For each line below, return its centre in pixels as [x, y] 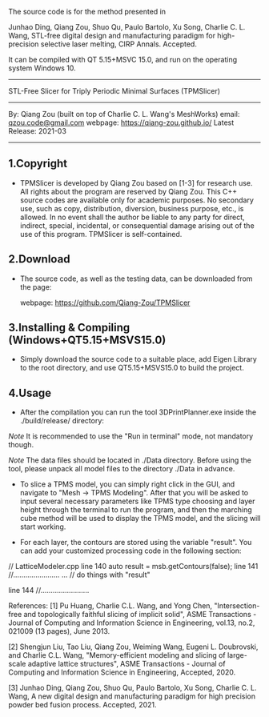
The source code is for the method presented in [87, 12]
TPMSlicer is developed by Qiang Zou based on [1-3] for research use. [137, 182]
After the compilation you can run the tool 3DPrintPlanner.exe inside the [138, 412]
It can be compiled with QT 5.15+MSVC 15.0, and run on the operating [123, 60]
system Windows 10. [42, 68]
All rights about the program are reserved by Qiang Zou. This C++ [128, 191]
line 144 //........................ [49, 591]
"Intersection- [237, 606]
